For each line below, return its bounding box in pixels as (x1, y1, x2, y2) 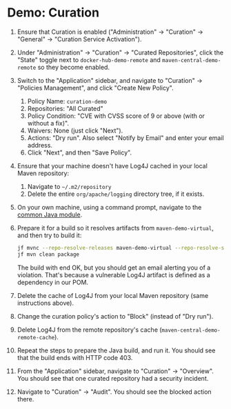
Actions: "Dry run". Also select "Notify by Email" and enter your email (27, 133, 224, 142)
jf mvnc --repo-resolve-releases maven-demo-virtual (17, 244, 172, 251)
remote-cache (17, 334, 55, 341)
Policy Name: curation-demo (27, 97, 108, 105)
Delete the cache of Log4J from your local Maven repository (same (17, 291, 209, 299)
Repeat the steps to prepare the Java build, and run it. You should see (17, 346, 216, 355)
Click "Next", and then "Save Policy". (27, 148, 132, 157)
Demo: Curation (7, 5, 100, 21)
